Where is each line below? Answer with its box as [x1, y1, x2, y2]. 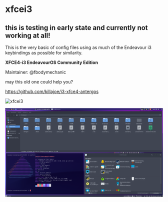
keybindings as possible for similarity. [5, 50, 82, 55]
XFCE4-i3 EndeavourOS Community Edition [5, 59, 98, 65]
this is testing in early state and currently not [5, 23, 148, 32]
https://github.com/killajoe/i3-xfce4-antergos [5, 88, 99, 94]
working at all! [5, 31, 51, 39]
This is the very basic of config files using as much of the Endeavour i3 [5, 44, 151, 50]
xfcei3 [5, 3, 32, 15]
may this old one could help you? [5, 79, 73, 84]
